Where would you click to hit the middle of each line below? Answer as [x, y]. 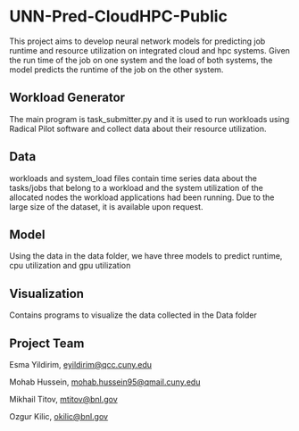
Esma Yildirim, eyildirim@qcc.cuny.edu [81, 365]
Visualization [47, 293]
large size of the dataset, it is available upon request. [106, 206]
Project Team [47, 343]
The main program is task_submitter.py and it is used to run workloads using [149, 119]
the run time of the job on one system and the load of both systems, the [141, 60]
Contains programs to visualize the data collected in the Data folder [133, 315]
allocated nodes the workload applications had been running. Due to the [142, 197]
